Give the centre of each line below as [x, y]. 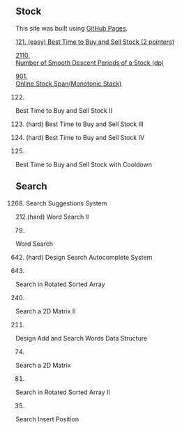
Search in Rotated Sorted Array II [63, 392]
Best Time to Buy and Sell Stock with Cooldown [84, 164]
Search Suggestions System [66, 203]
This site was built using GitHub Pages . [72, 28]
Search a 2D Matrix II [46, 311]
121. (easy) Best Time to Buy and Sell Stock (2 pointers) [95, 42]
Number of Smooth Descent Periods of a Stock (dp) [90, 63]
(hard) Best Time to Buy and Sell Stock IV [85, 137]
